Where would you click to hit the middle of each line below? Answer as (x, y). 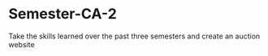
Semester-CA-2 (63, 14)
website (22, 44)
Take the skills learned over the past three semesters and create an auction (134, 36)
